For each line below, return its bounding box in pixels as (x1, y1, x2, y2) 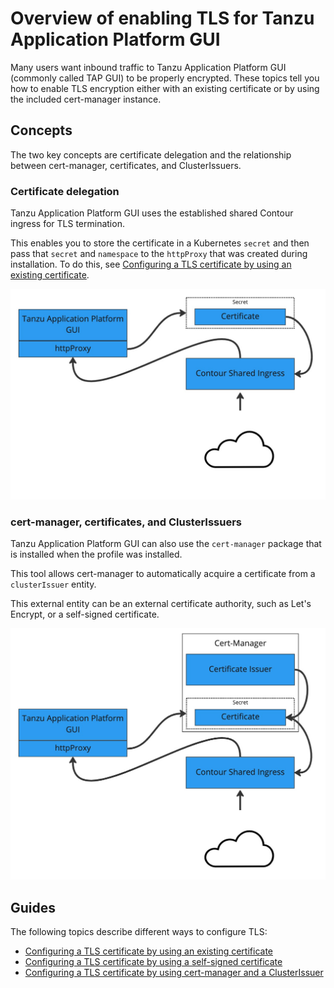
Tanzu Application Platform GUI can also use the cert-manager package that (10, 538, 322, 549)
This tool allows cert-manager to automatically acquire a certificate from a (10, 568, 316, 579)
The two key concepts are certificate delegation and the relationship (10, 148, 292, 161)
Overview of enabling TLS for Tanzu (10, 7, 315, 30)
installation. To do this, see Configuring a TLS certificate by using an (10, 258, 292, 271)
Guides (10, 899, 57, 916)
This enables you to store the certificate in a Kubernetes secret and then (10, 237, 310, 249)
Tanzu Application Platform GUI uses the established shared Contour (10, 207, 294, 219)
